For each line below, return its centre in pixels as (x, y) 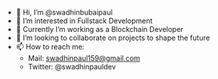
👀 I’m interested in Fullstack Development (84, 21)
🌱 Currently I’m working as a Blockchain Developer (100, 29)
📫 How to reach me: (50, 47)
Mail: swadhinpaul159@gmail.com (84, 58)
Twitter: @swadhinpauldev (72, 67)
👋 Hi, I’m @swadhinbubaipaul (64, 12)
